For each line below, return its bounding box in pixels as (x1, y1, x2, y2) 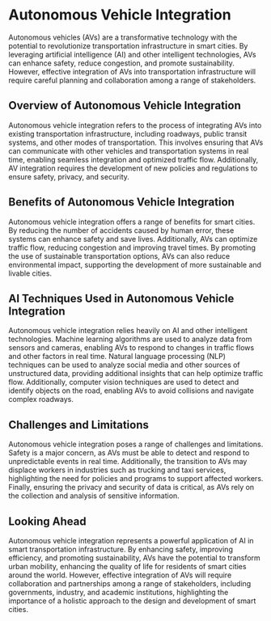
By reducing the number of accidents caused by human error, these (8, 225, 235, 235)
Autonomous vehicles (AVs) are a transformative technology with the (8, 32, 238, 42)
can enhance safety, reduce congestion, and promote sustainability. (8, 58, 235, 68)
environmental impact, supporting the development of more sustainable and (8, 260, 261, 269)
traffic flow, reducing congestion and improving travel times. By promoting (8, 243, 256, 252)
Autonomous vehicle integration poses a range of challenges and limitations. (8, 439, 264, 450)
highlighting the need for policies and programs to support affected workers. (8, 474, 264, 484)
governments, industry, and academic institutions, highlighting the (8, 588, 229, 597)
